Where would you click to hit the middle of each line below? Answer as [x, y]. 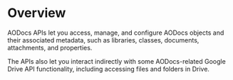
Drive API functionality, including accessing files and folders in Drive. [109, 69]
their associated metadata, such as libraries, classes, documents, [103, 40]
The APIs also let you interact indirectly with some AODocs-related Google [116, 61]
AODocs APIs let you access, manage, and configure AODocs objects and [116, 33]
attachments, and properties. [50, 47]
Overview [37, 13]
